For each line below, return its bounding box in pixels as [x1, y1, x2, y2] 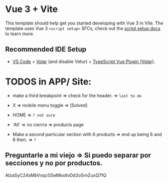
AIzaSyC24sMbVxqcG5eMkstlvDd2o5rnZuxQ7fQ [5, 172, 107, 178]
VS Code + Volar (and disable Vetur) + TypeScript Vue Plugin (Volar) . [12, 58, 155, 64]
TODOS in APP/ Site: [5, 76, 92, 87]
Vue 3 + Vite [5, 3, 58, 15]
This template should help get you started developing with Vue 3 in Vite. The [5, 20, 163, 26]
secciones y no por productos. [5, 159, 103, 167]
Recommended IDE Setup [5, 45, 87, 53]
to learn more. [5, 30, 34, 36]
